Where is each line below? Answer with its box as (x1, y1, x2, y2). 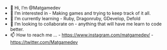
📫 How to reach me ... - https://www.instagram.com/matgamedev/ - (10, 32, 154, 38)
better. (10, 26, 24, 32)
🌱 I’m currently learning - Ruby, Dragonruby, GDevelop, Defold (10, 16, 141, 21)
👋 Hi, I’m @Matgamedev (10, 5, 61, 11)
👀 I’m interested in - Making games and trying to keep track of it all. (10, 10, 151, 16)
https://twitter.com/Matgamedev (10, 39, 78, 45)
